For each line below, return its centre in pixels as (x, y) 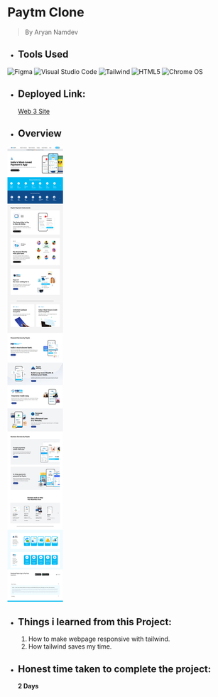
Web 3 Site (34, 111)
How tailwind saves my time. (70, 647)
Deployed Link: (51, 94)
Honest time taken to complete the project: (114, 669)
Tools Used (43, 54)
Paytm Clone (46, 12)
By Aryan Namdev (51, 32)
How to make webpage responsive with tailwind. (99, 639)
